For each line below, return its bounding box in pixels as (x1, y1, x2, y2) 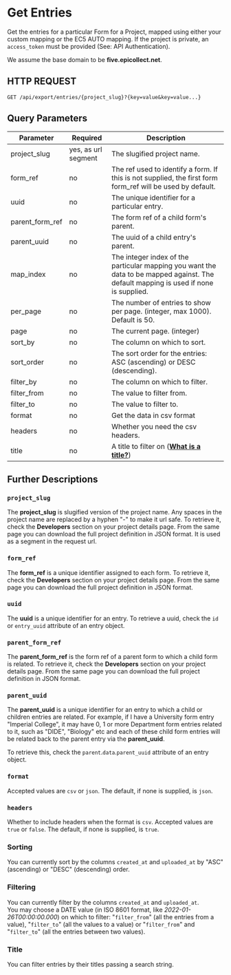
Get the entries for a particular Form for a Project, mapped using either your (7, 28, 221, 36)
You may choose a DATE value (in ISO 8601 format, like (7, 905, 163, 914)
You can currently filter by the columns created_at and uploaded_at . (7, 898, 199, 906)
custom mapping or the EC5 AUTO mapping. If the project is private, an (7, 34, 209, 43)
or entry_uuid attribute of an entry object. (7, 621, 125, 629)
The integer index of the (111, 252, 189, 262)
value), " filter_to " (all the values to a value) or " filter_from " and (7, 920, 195, 928)
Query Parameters (7, 112, 88, 125)
